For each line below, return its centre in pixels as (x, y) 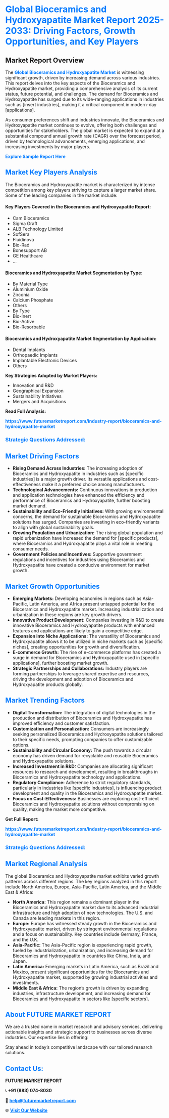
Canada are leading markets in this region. (57, 918)
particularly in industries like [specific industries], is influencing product (87, 788)
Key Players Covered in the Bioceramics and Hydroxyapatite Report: (78, 207)
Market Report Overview (45, 60)
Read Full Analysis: (26, 411)
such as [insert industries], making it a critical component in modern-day (81, 104)
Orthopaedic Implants (35, 355)
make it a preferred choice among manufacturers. (94, 485)
